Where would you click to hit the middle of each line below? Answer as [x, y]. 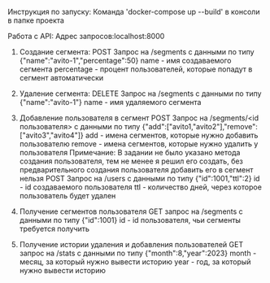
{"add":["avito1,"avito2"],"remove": [200, 126]
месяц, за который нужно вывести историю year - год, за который [135, 262]
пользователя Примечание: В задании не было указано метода [130, 152]
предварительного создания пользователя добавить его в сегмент [136, 170]
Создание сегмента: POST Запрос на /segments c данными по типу [137, 52]
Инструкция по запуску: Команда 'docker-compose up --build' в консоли [134, 12]
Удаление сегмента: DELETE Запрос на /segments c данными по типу [140, 94]
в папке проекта [36, 20]
